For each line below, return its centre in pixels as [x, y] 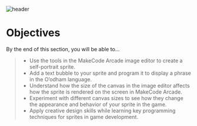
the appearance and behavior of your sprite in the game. [98, 104]
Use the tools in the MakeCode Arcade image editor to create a [106, 60]
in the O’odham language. [60, 79]
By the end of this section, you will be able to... [63, 49]
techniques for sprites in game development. [84, 117]
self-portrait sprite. [52, 67]
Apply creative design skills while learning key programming [102, 110]
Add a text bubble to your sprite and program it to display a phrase [110, 73]
